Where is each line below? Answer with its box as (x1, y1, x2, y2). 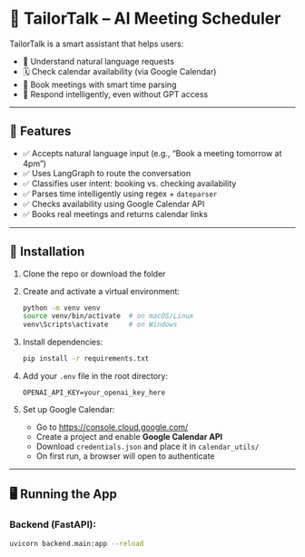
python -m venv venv (22, 303, 101, 313)
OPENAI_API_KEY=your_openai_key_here (22, 388, 166, 398)
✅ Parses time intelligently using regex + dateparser (22, 188, 218, 199)
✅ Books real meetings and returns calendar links (22, 208, 209, 219)
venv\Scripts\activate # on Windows (22, 320, 178, 330)
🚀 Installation (9, 244, 85, 260)
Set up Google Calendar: (22, 404, 115, 415)
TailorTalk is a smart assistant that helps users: (9, 38, 184, 49)
